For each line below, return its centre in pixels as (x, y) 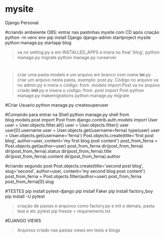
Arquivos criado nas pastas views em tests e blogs (69, 230)
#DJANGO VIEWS (23, 221)
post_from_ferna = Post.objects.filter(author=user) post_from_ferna (73, 177)
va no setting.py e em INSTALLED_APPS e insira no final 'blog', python (88, 52)
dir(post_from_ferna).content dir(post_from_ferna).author (63, 156)
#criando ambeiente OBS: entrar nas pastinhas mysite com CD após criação (82, 32)
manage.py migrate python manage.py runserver (67, 57)
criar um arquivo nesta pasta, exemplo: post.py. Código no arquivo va (88, 80)
